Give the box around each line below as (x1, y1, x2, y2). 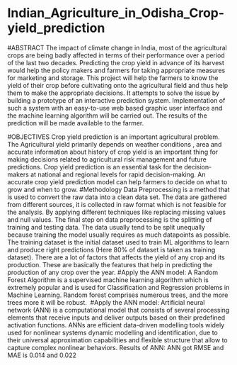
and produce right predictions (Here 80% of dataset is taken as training (7, 245, 216, 254)
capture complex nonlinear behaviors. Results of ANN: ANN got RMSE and (7, 343, 224, 352)
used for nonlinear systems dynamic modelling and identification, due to (7, 328, 218, 337)
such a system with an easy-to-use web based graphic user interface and (7, 103, 223, 112)
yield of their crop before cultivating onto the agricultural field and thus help (7, 81, 229, 89)
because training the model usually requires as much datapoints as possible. (7, 230, 231, 239)
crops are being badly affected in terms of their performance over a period (7, 51, 225, 60)
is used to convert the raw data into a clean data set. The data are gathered (7, 193, 227, 201)
